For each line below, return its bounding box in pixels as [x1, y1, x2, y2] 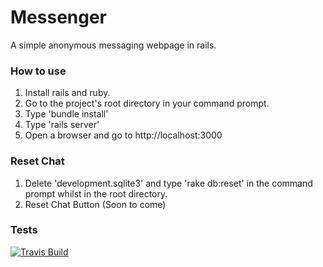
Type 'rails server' [24, 119, 100, 131]
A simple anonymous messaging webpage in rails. [10, 39, 217, 51]
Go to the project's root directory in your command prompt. [24, 97, 270, 110]
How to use [10, 64, 67, 78]
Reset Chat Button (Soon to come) [24, 198, 167, 210]
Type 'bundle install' [24, 108, 109, 120]
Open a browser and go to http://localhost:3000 [24, 129, 223, 141]
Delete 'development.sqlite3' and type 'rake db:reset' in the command [24, 177, 313, 189]
